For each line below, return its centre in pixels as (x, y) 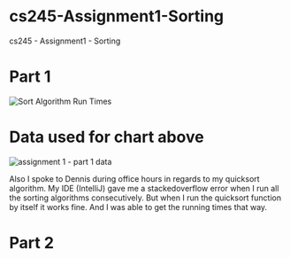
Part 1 (30, 77)
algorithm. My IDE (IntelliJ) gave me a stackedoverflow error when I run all (144, 188)
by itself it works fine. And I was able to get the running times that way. (138, 207)
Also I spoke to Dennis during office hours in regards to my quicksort (134, 178)
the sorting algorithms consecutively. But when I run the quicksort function (145, 198)
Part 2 (32, 243)
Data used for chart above (107, 137)
